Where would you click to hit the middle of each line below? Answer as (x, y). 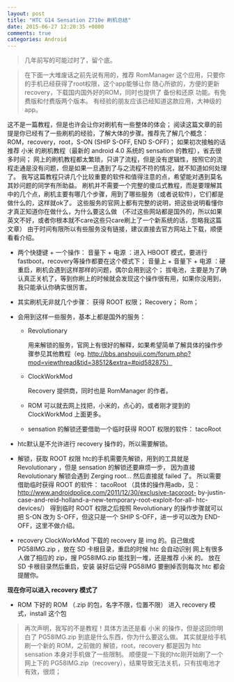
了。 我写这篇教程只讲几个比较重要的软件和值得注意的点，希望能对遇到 (109, 177)
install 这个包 (48, 614)
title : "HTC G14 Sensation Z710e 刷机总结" (69, 20)
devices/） (33, 508)
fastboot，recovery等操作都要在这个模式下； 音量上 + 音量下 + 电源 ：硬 (122, 261)
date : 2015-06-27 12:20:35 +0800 (56, 26)
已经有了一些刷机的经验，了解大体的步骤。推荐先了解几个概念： (117, 134)
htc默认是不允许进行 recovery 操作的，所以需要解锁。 (94, 444)
